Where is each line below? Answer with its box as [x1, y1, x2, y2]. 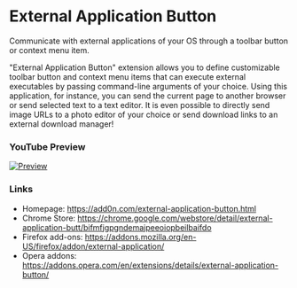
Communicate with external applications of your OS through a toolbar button [9, 35, 289, 46]
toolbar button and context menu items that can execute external [9, 71, 246, 82]
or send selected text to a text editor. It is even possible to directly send [9, 99, 270, 110]
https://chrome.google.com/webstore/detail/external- [77, 213, 273, 223]
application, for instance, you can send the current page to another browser [9, 90, 286, 101]
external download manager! [9, 118, 114, 129]
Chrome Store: [21, 213, 76, 223]
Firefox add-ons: [21, 231, 83, 242]
